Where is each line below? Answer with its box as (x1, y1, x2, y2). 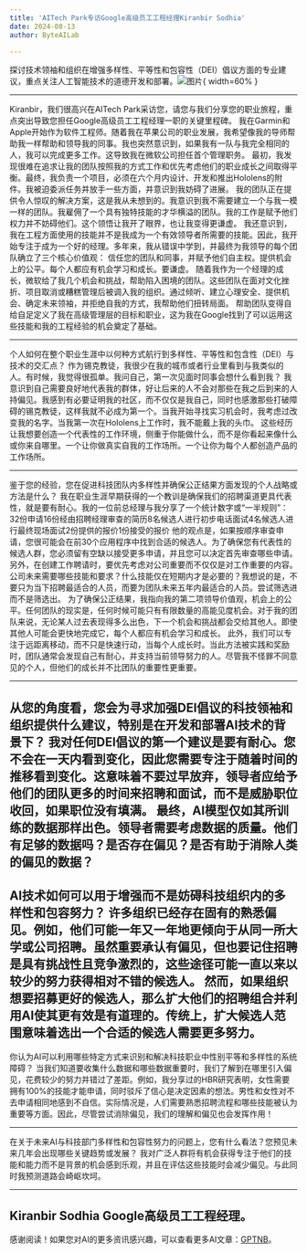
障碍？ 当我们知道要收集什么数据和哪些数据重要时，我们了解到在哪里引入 (9, 1062, 284, 1073)
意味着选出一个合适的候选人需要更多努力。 (21, 1025, 262, 1041)
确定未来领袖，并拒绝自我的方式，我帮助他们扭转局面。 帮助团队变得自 (25, 298, 292, 309)
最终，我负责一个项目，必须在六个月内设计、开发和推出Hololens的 (25, 173, 275, 184)
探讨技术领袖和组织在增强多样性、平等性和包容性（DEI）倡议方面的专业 (9, 65, 279, 76)
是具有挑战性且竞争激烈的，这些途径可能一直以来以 (9, 956, 298, 973)
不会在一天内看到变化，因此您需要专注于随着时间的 (9, 751, 298, 767)
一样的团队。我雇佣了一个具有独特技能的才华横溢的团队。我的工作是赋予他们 (9, 206, 298, 217)
